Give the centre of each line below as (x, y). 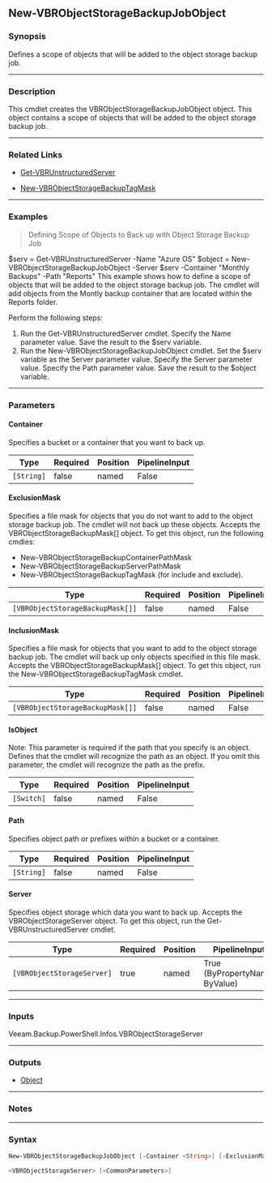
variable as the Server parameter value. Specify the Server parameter (136, 359)
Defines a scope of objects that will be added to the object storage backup (133, 54)
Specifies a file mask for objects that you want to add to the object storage (133, 649)
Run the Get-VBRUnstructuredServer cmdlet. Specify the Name (125, 333)
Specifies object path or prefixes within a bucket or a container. (114, 838)
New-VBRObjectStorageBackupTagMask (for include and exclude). (132, 574)
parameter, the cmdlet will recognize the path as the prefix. (107, 765)
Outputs (25, 1062)
